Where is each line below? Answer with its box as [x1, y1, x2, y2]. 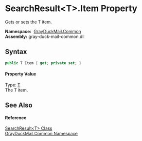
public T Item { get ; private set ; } [5, 60, 82, 66]
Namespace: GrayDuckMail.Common [5, 28, 81, 34]
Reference [5, 115, 27, 121]
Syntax [5, 48, 27, 56]
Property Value [5, 71, 36, 77]
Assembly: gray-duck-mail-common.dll [5, 34, 85, 39]
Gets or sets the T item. [5, 19, 52, 25]
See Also [5, 101, 33, 109]
